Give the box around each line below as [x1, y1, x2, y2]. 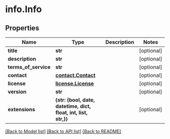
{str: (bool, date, [55, 97, 95, 103]
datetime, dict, [55, 103, 91, 110]
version [8, 88, 27, 95]
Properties [5, 24, 39, 32]
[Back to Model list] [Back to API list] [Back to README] [5, 128, 121, 134]
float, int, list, [55, 109, 88, 116]
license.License [55, 80, 94, 87]
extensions [8, 106, 35, 113]
